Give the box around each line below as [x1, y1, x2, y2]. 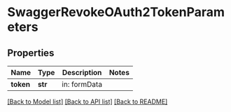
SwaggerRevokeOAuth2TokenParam [7, 4, 225, 20]
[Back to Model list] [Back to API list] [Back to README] [7, 97, 168, 106]
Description [62, 68, 102, 77]
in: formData [62, 80, 103, 89]
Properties [7, 47, 55, 59]
